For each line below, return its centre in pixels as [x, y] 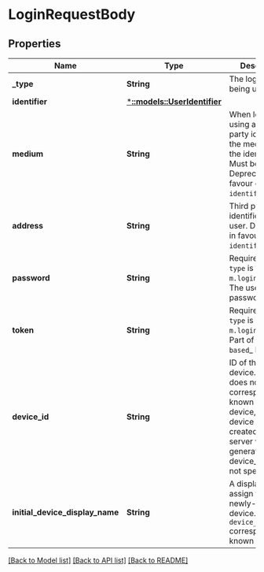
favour [241, 183]
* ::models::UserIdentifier [174, 102]
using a [243, 124]
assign [241, 494]
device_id [31, 417]
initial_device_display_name [66, 512]
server [241, 441]
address [28, 226]
